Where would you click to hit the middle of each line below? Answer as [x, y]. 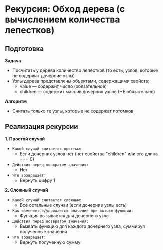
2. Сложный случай [27, 190]
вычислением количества [63, 20]
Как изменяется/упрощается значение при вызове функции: [73, 211]
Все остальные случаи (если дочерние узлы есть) [73, 205]
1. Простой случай [25, 139]
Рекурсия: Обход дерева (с [65, 9]
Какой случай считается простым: [47, 149]
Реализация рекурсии [42, 126]
